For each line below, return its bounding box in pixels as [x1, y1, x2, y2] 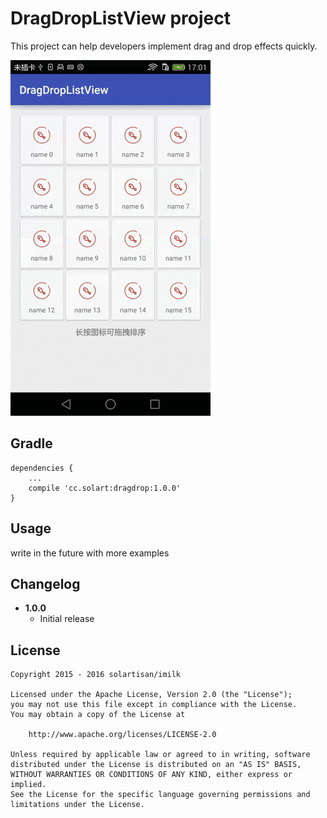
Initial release [39, 613, 95, 625]
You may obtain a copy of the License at [10, 710, 186, 720]
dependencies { [10, 463, 74, 473]
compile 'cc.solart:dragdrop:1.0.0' [28, 483, 182, 493]
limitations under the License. [10, 800, 145, 810]
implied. [10, 780, 47, 790]
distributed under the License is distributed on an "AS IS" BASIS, [10, 760, 302, 770]
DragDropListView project [10, 7, 231, 30]
